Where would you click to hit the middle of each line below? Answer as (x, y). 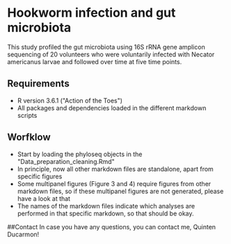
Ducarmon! (23, 234)
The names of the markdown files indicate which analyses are (106, 206)
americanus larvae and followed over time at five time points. (95, 61)
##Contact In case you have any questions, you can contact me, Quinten (112, 227)
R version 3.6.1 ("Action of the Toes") (70, 100)
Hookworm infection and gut (91, 13)
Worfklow (29, 137)
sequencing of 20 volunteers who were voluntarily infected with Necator (111, 54)
